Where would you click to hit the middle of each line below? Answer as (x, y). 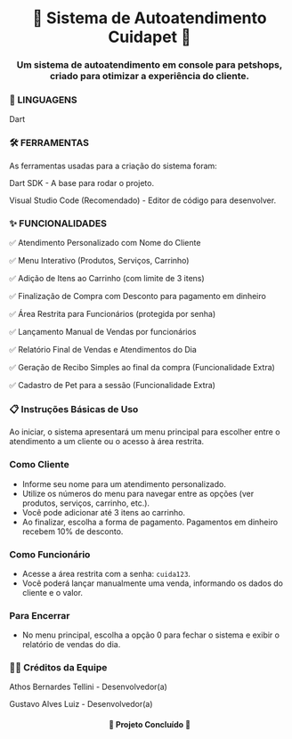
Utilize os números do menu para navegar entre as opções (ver (138, 493)
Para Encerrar (40, 615)
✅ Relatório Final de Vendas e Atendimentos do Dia (103, 349)
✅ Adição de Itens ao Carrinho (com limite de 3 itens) (107, 278)
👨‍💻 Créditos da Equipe (58, 668)
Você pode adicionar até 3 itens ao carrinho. (103, 512)
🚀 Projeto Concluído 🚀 (150, 725)
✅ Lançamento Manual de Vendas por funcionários (103, 332)
